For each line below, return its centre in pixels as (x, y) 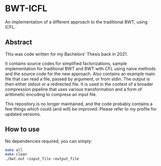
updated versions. (23, 114)
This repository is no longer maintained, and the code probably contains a (79, 104)
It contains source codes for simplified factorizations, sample (66, 63)
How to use (22, 129)
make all (14, 150)
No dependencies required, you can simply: (49, 141)
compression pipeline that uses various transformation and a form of (73, 89)
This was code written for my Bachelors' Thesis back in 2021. (66, 54)
